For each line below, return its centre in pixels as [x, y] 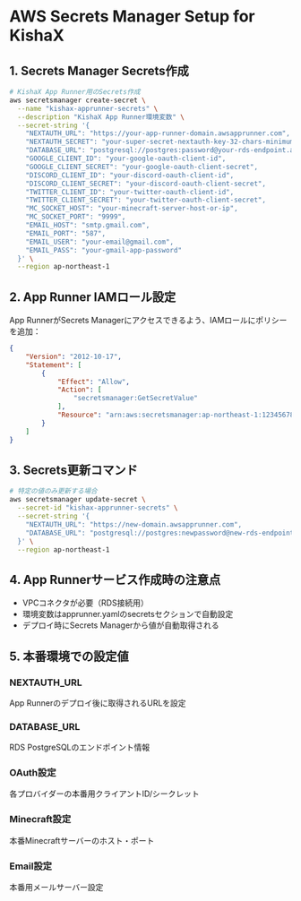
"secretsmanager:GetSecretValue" [136, 399]
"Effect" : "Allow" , [93, 382]
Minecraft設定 [40, 819]
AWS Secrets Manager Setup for [132, 17]
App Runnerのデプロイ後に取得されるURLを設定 [98, 703]
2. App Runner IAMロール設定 [93, 297]
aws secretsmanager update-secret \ [77, 500]
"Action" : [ [79, 390]
